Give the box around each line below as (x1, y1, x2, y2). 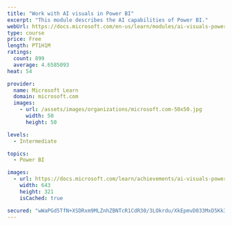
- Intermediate (13, 137, 57, 145)
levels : (7, 131, 30, 138)
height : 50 (25, 119, 57, 126)
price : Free (7, 36, 41, 43)
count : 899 (13, 55, 45, 62)
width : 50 (25, 112, 54, 119)
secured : (7, 207, 32, 214)
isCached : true (19, 195, 64, 202)
